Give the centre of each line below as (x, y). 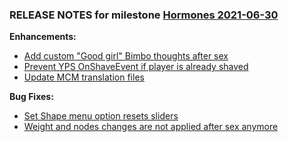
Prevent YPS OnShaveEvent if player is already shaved (136, 67)
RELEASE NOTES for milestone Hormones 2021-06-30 (144, 15)
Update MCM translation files (84, 77)
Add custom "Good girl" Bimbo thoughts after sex (126, 56)
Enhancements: (43, 37)
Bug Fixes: (31, 97)
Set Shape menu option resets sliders (101, 116)
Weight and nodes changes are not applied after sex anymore (151, 127)
